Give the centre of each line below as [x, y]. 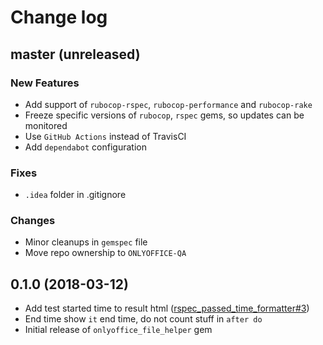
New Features [45, 83]
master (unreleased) [75, 54]
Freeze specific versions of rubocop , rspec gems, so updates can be [164, 115]
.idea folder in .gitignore [75, 195]
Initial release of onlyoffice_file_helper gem [118, 330]
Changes [33, 221]
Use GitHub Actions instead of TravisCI [105, 136]
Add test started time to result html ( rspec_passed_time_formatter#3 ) [167, 308]
